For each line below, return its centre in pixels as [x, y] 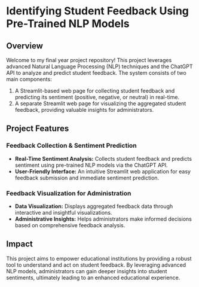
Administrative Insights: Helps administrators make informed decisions [103, 219]
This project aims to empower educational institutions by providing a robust [99, 258]
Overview [25, 46]
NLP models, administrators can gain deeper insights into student [87, 271]
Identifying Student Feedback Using [98, 11]
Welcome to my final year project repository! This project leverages [89, 60]
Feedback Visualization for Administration [69, 193]
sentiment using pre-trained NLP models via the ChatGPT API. [91, 165]
